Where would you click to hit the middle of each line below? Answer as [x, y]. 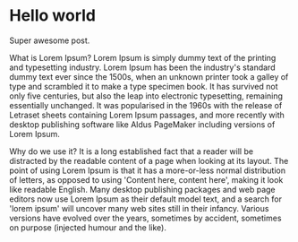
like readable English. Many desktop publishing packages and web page [142, 189]
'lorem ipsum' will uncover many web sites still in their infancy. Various [139, 208]
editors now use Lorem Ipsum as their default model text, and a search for [145, 199]
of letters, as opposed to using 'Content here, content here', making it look [146, 179]
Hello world [53, 16]
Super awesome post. [50, 40]
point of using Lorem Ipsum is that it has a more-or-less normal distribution [148, 170]
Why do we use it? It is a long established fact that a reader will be [131, 151]
